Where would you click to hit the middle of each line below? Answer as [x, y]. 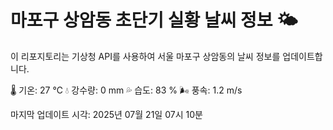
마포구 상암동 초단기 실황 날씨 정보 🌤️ [154, 20]
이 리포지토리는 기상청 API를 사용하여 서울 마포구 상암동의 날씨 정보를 [145, 56]
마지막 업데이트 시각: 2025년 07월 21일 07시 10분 [106, 114]
